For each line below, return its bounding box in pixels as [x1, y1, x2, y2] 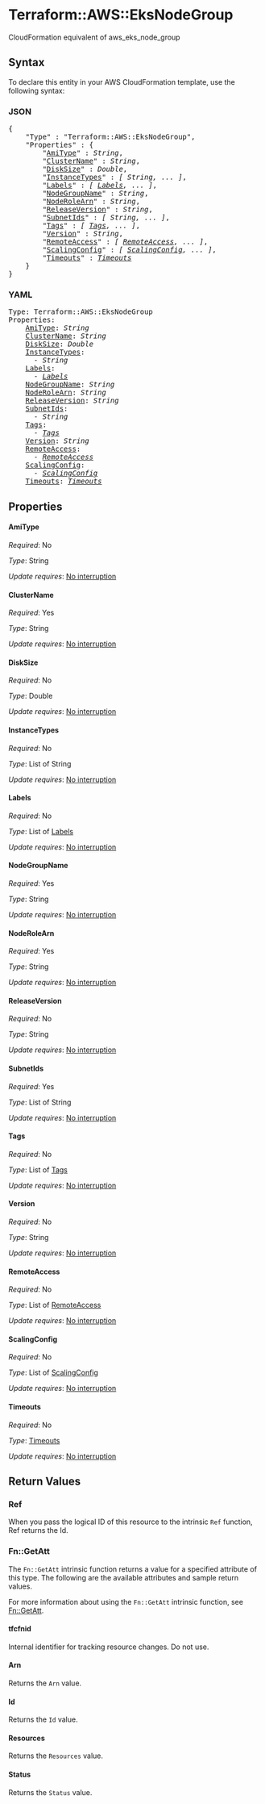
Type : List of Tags [8, 1164, 68, 1175]
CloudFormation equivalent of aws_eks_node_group [8, 32, 180, 42]
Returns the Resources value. [8, 1751, 103, 1760]
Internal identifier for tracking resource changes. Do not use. [8, 1642, 209, 1652]
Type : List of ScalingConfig [8, 1368, 99, 1377]
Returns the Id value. [8, 1714, 78, 1724]
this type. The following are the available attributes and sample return [8, 1572, 239, 1582]
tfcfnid [8, 1624, 32, 1634]
